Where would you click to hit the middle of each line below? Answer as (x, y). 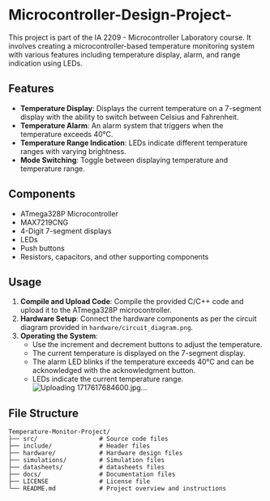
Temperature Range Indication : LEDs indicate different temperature (134, 143)
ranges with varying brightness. (73, 151)
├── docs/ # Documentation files (92, 475)
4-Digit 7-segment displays (66, 231)
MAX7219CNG (44, 222)
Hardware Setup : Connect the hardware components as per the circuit (138, 319)
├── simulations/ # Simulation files (86, 460)
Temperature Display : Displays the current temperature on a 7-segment (141, 108)
